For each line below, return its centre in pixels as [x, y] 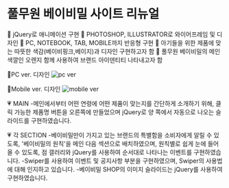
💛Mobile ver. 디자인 [34, 89]
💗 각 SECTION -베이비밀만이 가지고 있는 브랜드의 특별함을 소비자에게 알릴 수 [110, 135]
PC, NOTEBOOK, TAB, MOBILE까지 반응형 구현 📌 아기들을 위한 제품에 [120, 42]
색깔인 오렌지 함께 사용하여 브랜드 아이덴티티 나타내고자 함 [85, 59]
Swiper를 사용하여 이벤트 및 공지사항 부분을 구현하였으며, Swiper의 [114, 161]
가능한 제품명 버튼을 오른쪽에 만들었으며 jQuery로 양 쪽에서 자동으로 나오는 [114, 112]
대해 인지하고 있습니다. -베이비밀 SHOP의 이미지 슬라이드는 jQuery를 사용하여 [118, 169]
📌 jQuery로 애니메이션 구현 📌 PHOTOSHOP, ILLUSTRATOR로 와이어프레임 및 [111, 34]
